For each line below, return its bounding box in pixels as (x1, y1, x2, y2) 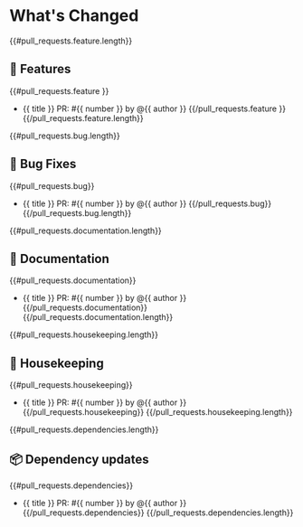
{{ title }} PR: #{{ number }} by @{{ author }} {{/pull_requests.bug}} (22, 198, 272, 209)
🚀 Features (9, 61, 71, 77)
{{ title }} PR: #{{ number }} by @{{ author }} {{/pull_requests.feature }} (22, 103, 287, 114)
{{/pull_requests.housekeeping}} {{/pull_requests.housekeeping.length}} (22, 407, 293, 418)
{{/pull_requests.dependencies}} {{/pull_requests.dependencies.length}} (22, 507, 294, 518)
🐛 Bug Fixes (9, 156, 77, 172)
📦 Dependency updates (9, 451, 149, 466)
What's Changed (9, 5, 139, 26)
